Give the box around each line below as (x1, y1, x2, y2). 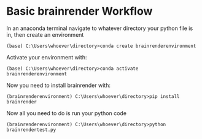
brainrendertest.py (6, 127, 56, 133)
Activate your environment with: (6, 53, 87, 61)
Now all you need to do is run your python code (6, 109, 127, 117)
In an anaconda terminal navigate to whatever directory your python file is (6, 24, 193, 32)
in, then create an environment (6, 31, 84, 38)
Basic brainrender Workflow (6, 4, 153, 18)
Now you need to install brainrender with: (6, 81, 111, 89)
